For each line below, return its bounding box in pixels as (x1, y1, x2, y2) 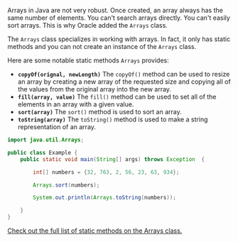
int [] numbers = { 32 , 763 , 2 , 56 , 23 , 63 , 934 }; (33, 168, 180, 176)
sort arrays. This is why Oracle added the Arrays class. (7, 21, 168, 29)
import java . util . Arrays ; (7, 136, 84, 143)
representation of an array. (17, 123, 96, 131)
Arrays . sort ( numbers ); (33, 181, 100, 189)
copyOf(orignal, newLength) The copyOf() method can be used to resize (17, 70, 230, 78)
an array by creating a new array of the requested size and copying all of (17, 77, 231, 86)
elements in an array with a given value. (17, 100, 134, 109)
